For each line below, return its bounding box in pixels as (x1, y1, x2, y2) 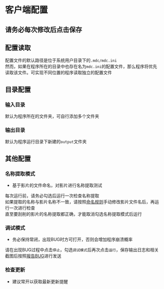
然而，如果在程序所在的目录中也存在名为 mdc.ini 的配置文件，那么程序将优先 (5, 64, 158, 69)
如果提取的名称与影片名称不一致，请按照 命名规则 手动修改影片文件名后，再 (5, 199, 155, 205)
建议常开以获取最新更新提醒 (12, 278, 68, 284)
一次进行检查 (9, 205, 35, 211)
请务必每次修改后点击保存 (5, 25, 82, 34)
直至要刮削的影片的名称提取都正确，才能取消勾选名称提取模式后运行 (5, 211, 142, 217)
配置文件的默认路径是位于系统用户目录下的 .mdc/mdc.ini (5, 57, 117, 64)
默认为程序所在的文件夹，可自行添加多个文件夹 (5, 113, 99, 119)
